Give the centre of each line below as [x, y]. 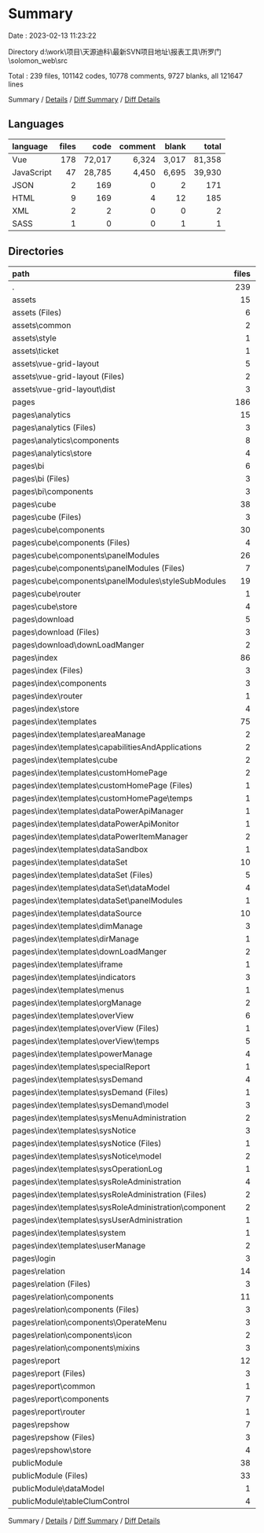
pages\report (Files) [49, 1373]
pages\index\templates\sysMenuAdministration [99, 1118]
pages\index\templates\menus [68, 989]
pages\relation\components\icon [72, 1335]
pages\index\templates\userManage [79, 1245]
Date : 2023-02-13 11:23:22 [52, 35]
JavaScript [32, 172]
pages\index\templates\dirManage [75, 938]
